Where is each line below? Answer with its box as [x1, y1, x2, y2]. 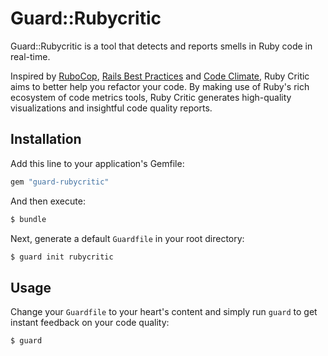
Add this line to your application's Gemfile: [10, 157, 185, 169]
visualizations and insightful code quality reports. [10, 102, 213, 114]
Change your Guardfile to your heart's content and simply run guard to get [10, 306, 318, 318]
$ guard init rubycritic [10, 252, 114, 262]
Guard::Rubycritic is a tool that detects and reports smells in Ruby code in [10, 40, 313, 52]
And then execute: [10, 195, 86, 207]
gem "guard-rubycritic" [10, 177, 110, 187]
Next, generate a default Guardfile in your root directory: [10, 232, 245, 244]
